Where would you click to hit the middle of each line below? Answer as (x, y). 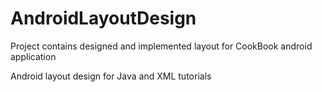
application (33, 56)
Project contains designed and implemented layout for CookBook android (161, 46)
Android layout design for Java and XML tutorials (111, 76)
